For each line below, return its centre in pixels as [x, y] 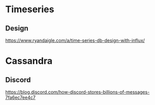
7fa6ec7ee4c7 [20, 97]
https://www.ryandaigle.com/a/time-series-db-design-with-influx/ [75, 40]
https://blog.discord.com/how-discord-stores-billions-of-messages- [77, 92]
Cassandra [29, 61]
